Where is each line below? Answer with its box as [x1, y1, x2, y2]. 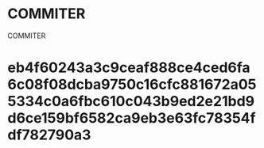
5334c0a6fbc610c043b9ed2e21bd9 [7, 93, 255, 111]
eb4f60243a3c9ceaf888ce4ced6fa [7, 59, 251, 77]
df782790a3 [7, 126, 91, 144]
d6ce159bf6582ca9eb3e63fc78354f [7, 109, 256, 127]
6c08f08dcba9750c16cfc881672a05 [7, 76, 257, 93]
